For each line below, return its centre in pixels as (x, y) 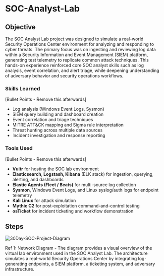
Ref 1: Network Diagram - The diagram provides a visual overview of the (79, 248)
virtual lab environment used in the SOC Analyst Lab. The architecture (76, 253)
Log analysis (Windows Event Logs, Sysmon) (58, 109)
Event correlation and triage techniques (53, 120)
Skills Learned (23, 88)
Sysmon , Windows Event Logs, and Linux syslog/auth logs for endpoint (85, 190)
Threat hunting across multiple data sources (57, 130)
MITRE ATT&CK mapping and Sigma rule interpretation (68, 125)
